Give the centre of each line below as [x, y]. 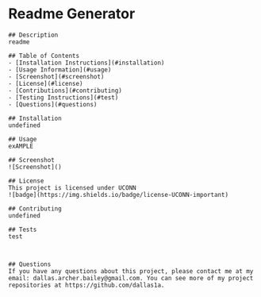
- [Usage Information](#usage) [60, 69]
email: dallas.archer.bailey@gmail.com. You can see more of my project [131, 278]
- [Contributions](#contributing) [65, 91]
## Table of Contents [44, 56]
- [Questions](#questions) [53, 104]
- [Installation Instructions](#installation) [86, 63]
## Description [33, 35]
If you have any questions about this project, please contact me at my [131, 271]
